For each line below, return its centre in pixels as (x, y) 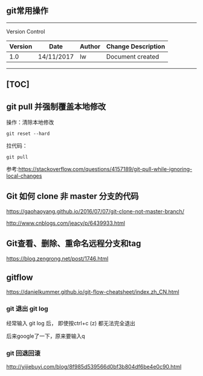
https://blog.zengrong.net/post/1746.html (57, 258)
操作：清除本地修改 (30, 122)
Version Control (26, 31)
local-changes (24, 176)
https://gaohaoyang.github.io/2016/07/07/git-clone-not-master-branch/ (95, 211)
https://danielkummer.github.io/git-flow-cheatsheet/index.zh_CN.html (93, 292)
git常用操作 (27, 11)
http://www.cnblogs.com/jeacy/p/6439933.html (66, 223)
